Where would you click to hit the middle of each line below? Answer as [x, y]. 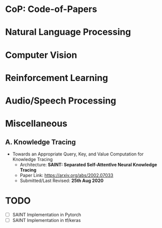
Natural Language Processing [68, 32]
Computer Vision [41, 55]
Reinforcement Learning [57, 78]
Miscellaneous [36, 124]
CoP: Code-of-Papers [51, 9]
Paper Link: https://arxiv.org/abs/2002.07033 [66, 175]
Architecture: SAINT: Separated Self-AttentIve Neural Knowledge [88, 164]
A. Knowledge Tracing [40, 142]
